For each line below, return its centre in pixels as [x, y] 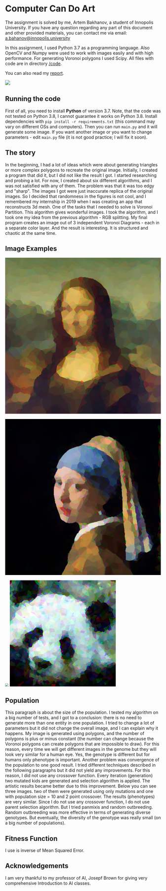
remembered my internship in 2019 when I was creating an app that [74, 202]
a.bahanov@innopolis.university [38, 38]
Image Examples [31, 248]
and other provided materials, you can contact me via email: [66, 33]
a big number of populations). [35, 823]
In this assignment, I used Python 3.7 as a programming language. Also [77, 48]
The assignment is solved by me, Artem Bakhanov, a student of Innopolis [79, 22]
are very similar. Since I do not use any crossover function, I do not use [77, 802]
